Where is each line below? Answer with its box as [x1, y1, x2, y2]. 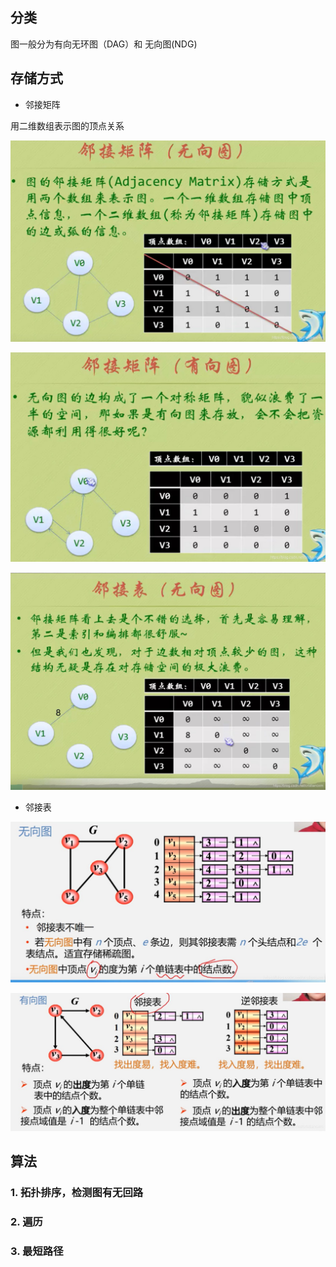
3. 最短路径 [10, 1244, 64, 1258]
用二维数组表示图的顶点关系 [10, 119, 125, 132]
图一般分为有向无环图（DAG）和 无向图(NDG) [10, 38, 198, 50]
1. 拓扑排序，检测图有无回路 [10, 1185, 144, 1199]
